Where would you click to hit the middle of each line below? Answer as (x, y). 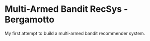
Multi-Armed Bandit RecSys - (66, 9)
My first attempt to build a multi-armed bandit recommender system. (75, 33)
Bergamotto (30, 20)
